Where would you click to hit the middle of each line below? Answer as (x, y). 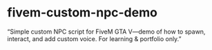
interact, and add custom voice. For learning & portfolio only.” (94, 38)
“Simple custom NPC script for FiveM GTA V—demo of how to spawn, (106, 32)
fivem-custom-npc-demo (82, 13)
